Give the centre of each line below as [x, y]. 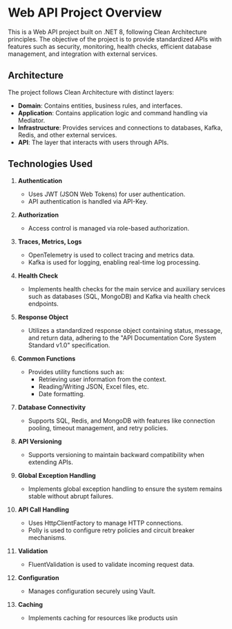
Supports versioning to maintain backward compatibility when [116, 454]
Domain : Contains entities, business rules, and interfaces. [100, 106]
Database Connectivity [51, 407]
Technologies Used [50, 164]
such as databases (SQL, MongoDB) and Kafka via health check [119, 296]
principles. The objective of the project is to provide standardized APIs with [115, 39]
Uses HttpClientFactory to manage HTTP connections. [106, 523]
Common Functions [47, 358]
